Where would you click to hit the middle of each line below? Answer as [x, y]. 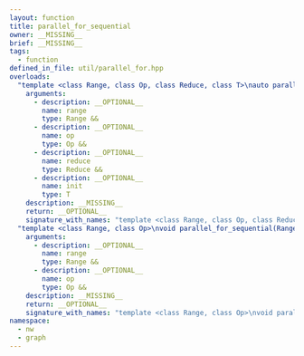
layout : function [42, 18]
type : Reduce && [72, 169]
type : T [56, 195]
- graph [32, 338]
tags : [19, 52]
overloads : [30, 77]
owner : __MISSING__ [46, 34]
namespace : [30, 321]
